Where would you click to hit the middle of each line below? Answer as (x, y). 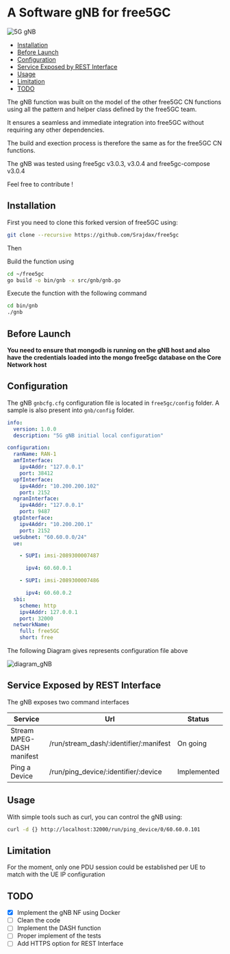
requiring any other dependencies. (56, 130)
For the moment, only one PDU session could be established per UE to (106, 867)
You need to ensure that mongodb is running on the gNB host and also (108, 350)
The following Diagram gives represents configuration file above (98, 651)
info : (15, 422)
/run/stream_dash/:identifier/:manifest (110, 743)
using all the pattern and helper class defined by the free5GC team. (102, 109)
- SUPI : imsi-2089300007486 (59, 581)
